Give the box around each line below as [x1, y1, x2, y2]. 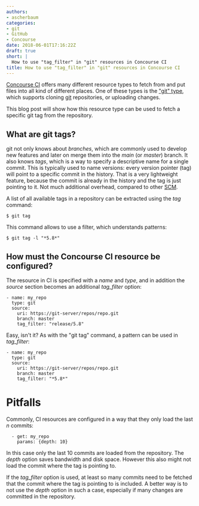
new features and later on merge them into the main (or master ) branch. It [6, 151, 188, 159]
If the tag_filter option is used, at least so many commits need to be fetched [6, 474, 192, 481]
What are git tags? [6, 129, 76, 139]
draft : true [6, 48, 36, 54]
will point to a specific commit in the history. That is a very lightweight [6, 170, 178, 178]
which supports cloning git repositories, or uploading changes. [6, 94, 161, 101]
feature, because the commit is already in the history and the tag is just [6, 177, 181, 184]
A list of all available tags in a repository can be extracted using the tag [6, 195, 181, 202]
